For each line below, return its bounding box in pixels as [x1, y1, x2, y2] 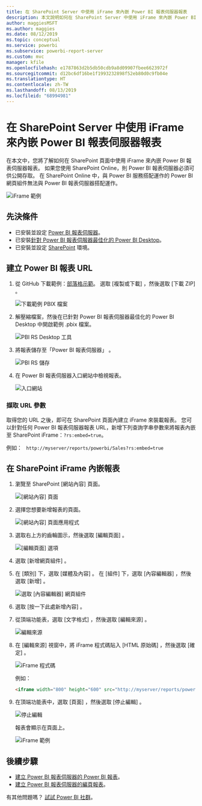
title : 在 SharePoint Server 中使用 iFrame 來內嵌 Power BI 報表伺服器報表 [6, 8, 188, 15]
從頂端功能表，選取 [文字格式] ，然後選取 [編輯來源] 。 [14, 616, 150, 623]
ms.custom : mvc [6, 54, 44, 60]
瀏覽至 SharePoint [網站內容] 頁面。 [14, 480, 103, 488]
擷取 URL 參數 [6, 401, 46, 410]
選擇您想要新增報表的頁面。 [14, 506, 84, 513]
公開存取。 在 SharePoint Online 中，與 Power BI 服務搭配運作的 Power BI [11, 172, 194, 179]
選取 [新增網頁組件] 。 [14, 557, 70, 564]
